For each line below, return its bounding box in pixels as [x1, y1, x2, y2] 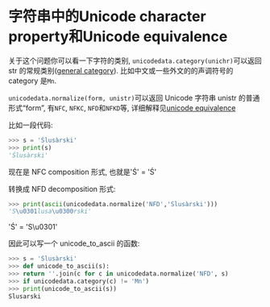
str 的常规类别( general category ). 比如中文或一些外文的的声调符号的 [8, 65, 234, 75]
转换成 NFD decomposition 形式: [8, 184, 116, 193]
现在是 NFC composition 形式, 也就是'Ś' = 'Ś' [8, 167, 157, 176]
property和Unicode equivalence [8, 27, 228, 46]
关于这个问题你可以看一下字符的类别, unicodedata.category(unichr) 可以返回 [8, 56, 262, 65]
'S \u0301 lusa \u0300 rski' [8, 207, 92, 216]
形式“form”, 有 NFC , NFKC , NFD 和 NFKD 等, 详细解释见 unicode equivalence [8, 102, 236, 113]
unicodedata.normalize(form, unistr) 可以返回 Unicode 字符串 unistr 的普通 [8, 93, 260, 102]
